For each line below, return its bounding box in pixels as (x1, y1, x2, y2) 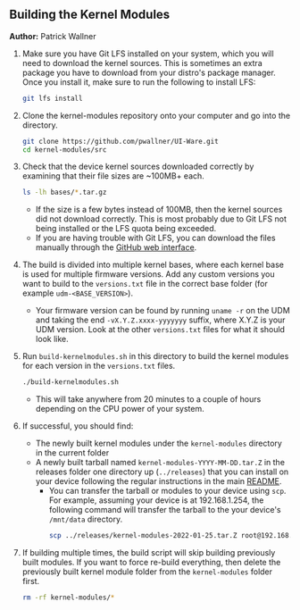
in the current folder (35, 447, 110, 458)
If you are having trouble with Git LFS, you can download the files (35, 232, 276, 244)
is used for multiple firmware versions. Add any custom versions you (21, 269, 275, 280)
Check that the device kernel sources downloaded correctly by (21, 161, 254, 172)
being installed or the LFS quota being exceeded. (35, 223, 217, 234)
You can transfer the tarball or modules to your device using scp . (48, 486, 287, 497)
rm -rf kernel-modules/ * (21, 593, 115, 602)
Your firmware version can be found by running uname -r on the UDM (35, 305, 290, 316)
